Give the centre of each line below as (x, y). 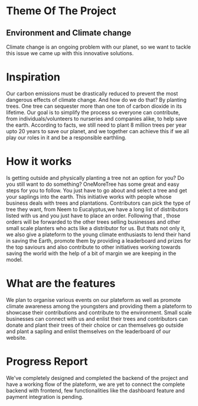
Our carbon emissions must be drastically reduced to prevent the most (92, 94)
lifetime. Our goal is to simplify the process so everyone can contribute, (93, 112)
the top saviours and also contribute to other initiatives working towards (94, 247)
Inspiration (33, 77)
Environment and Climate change (69, 33)
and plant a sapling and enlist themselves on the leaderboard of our (88, 331)
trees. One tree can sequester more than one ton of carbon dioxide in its (94, 106)
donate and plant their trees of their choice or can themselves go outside (95, 325)
